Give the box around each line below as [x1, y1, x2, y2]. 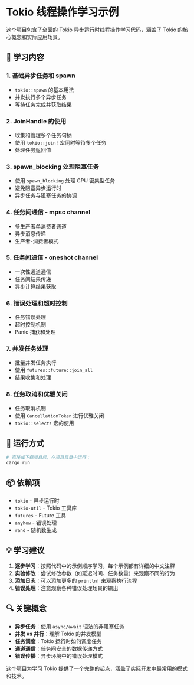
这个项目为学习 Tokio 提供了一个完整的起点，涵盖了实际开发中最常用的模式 [6, 665, 188, 672]
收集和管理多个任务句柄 [14, 131, 72, 139]
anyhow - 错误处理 [14, 519, 57, 526]
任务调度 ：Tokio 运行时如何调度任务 [14, 637, 102, 644]
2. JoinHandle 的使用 [6, 117, 67, 125]
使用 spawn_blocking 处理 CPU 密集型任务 [14, 177, 116, 184]
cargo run [6, 460, 31, 466]
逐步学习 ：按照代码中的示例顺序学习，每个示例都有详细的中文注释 [14, 562, 175, 569]
